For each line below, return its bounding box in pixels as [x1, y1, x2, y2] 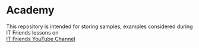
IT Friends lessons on [6, 29, 59, 36]
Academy [6, 4, 55, 17]
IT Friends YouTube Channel [6, 35, 75, 42]
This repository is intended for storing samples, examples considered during [6, 23, 193, 30]
